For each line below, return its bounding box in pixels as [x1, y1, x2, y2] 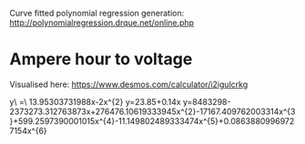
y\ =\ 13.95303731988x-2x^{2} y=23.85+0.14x [9, 96, 181, 107]
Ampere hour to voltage [9, 49, 193, 70]
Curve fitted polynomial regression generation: [9, 8, 185, 18]
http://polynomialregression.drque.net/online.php [9, 17, 194, 28]
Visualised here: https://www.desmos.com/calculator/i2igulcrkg [9, 79, 249, 90]
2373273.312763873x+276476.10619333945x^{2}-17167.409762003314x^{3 [9, 106, 296, 117]
